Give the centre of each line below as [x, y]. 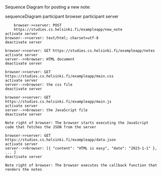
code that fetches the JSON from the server [51, 127]
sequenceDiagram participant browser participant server [62, 16]
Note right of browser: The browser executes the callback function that [81, 165]
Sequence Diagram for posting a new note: [48, 7]
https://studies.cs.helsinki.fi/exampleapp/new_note [68, 30]
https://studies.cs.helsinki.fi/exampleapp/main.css [59, 76]
